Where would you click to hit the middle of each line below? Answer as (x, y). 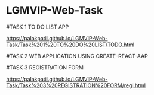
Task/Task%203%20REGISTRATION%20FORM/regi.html (76, 85)
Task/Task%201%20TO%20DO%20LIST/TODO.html (70, 45)
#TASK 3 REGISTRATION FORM (45, 67)
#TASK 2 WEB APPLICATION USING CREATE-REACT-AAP (77, 56)
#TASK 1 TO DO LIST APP (38, 27)
